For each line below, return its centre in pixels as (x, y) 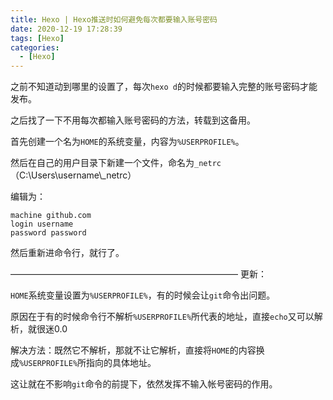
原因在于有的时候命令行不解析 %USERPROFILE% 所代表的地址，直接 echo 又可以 (162, 317)
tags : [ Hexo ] (37, 38)
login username (42, 224)
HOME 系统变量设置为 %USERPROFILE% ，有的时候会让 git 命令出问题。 (143, 295)
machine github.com (51, 216)
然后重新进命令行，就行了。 (67, 253)
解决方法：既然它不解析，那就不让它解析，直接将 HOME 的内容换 (137, 350)
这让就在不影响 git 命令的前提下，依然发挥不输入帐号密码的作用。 (144, 384)
